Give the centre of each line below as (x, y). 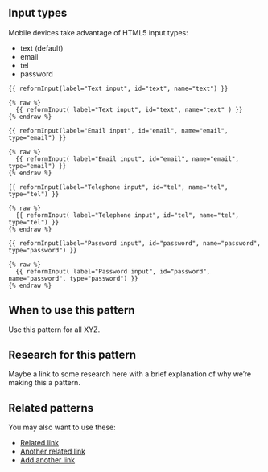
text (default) (41, 48)
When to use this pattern (72, 310)
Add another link (47, 460)
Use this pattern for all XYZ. (54, 330)
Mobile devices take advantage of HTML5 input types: (98, 32)
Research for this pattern (72, 355)
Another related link (53, 451)
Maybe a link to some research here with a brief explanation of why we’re (130, 374)
